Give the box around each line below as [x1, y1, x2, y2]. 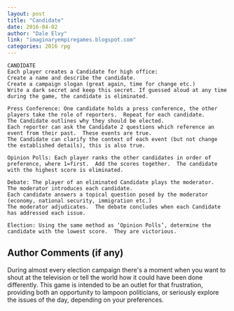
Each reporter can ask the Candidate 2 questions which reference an [7, 124, 215, 131]
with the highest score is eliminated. [7, 166, 124, 173]
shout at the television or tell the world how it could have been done [7, 273, 203, 282]
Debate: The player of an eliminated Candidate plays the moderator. [7, 179, 215, 186]
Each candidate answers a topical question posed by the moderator [7, 191, 209, 198]
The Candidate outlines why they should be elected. [7, 117, 165, 124]
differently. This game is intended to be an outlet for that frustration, [7, 280, 203, 289]
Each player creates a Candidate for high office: [7, 68, 158, 75]
